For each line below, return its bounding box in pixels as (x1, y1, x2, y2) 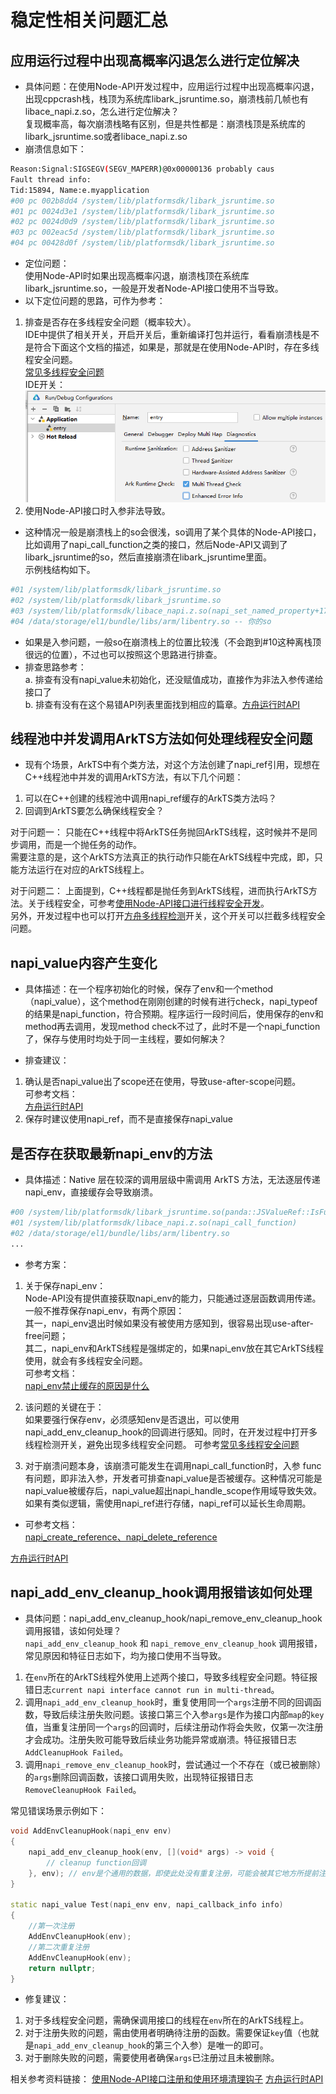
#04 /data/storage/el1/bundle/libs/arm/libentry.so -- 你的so (10, 616, 272, 626)
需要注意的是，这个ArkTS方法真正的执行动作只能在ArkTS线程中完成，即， (10, 851, 315, 863)
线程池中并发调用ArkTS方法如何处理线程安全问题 (10, 731, 313, 747)
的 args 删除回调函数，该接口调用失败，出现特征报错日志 (24, 1771, 254, 1783)
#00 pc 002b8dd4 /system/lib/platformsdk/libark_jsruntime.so (10, 196, 275, 206)
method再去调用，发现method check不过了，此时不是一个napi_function (24, 1021, 321, 1033)
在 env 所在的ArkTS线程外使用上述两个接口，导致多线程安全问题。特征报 (24, 1671, 318, 1683)
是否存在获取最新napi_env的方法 (10, 1145, 213, 1162)
